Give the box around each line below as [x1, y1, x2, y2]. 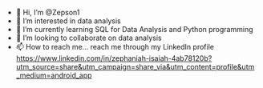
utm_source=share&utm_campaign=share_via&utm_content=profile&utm [15, 62, 255, 71]
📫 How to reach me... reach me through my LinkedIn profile [15, 42, 215, 51]
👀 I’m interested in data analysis [15, 16, 122, 26]
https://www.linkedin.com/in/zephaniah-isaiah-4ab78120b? [15, 54, 212, 63]
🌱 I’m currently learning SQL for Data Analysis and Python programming [15, 25, 253, 34]
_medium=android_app [15, 70, 92, 80]
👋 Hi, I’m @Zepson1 [15, 8, 80, 17]
